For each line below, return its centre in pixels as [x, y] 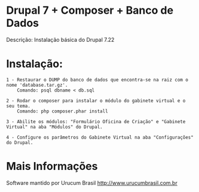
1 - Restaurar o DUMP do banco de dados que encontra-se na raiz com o [97, 80]
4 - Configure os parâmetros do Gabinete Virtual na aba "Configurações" [100, 137]
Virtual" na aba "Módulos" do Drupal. [54, 127]
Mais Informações [52, 167]
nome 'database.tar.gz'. [37, 85]
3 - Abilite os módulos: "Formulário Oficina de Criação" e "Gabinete [96, 121]
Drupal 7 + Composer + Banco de [90, 10]
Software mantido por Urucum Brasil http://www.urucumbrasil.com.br [92, 182]
